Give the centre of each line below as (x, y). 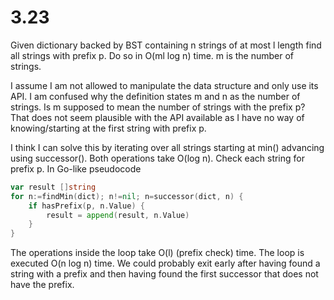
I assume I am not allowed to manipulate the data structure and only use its (164, 85)
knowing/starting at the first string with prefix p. (108, 128)
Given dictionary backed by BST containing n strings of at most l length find (166, 45)
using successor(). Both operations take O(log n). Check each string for (157, 158)
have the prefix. (42, 285)
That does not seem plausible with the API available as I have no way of (157, 117)
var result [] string (53, 187)
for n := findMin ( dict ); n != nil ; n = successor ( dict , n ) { (127, 196)
